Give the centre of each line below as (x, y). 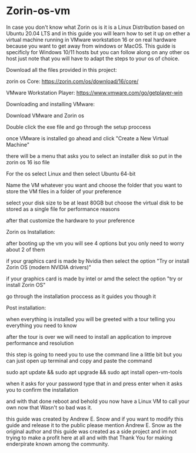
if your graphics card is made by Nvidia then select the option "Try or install (98, 261)
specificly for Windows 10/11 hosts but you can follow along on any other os (98, 52)
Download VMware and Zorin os (45, 115)
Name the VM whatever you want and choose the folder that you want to (94, 185)
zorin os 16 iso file (28, 162)
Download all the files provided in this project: (62, 70)
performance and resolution (40, 343)
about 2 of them (26, 249)
